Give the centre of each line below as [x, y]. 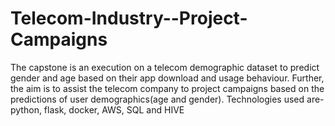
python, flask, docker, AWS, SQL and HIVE [97, 109]
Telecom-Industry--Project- [129, 18]
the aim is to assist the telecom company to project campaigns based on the [167, 88]
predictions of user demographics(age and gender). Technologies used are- [167, 99]
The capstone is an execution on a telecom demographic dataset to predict [165, 67]
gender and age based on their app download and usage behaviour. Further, [167, 78]
